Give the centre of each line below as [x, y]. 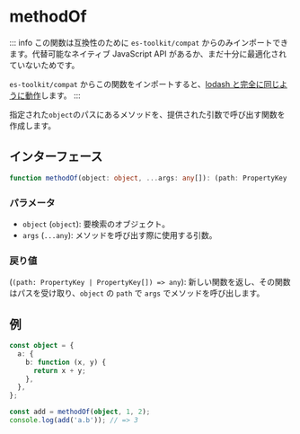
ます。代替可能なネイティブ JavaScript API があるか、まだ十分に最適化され [148, 53]
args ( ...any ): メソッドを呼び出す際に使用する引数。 [119, 235]
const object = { [42, 346]
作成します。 [33, 125]
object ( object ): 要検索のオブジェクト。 [96, 224]
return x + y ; [60, 370]
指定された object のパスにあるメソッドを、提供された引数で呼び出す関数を [147, 114]
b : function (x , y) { [66, 362]
